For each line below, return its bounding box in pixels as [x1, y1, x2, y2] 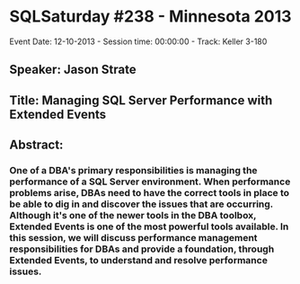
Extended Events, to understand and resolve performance [9, 254, 268, 267]
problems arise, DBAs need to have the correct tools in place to [9, 187, 290, 200]
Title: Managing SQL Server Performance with [9, 93, 273, 108]
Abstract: [9, 138, 64, 153]
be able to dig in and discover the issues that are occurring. [9, 198, 274, 210]
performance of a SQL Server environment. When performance [9, 175, 291, 188]
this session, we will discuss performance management [9, 232, 258, 244]
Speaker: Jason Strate [9, 62, 137, 77]
